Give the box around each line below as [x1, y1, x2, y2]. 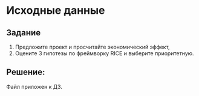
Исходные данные [6, 4, 105, 17]
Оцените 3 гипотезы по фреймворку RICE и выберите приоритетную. [15, 50, 195, 57]
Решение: [6, 67, 45, 77]
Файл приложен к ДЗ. [6, 83, 62, 90]
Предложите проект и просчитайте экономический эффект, [15, 43, 171, 50]
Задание [6, 28, 41, 38]
